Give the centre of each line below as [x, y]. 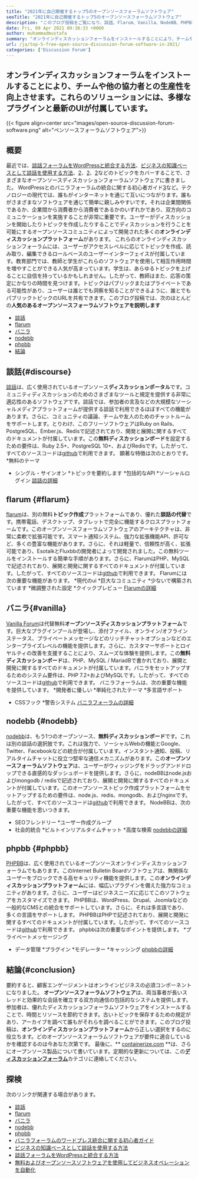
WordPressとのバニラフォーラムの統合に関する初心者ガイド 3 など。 [99, 188]
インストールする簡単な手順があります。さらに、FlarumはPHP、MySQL [103, 558]
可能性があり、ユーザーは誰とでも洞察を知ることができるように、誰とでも [101, 291]
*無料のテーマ [23, 461]
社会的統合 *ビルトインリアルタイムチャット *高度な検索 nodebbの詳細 [101, 829]
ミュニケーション [27, 217]
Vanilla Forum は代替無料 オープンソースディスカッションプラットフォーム [94, 623]
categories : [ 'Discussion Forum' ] [49, 50]
